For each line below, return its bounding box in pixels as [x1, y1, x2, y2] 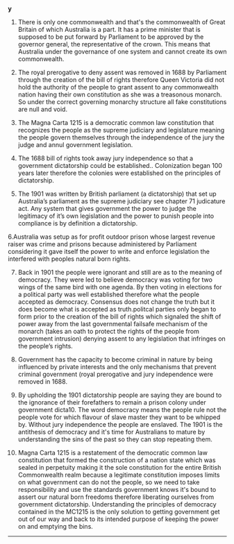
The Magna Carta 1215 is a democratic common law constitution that [17, 119, 215, 126]
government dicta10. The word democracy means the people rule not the [17, 406, 227, 414]
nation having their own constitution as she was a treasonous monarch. [17, 90, 222, 99]
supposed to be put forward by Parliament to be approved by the [17, 33, 204, 41]
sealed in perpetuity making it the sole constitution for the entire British [17, 464, 222, 471]
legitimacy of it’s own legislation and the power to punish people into [17, 212, 215, 220]
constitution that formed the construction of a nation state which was [17, 456, 216, 464]
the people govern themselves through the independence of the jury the [17, 133, 225, 142]
